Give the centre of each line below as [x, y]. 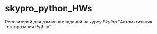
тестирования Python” [28, 26]
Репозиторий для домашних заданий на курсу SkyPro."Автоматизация [79, 22]
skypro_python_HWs [49, 8]
